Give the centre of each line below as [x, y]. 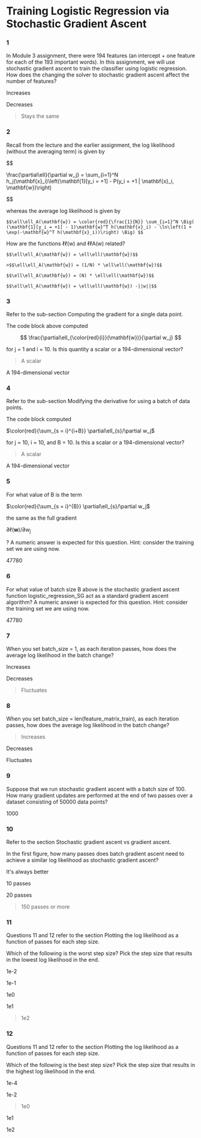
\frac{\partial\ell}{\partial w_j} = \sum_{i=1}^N [62, 174]
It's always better [28, 872]
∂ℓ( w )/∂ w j [19, 530]
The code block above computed [47, 326]
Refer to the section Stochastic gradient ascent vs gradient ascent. [89, 842]
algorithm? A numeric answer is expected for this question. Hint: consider [97, 602]
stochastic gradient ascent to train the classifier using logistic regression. [97, 69]
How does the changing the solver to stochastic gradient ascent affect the [98, 75]
